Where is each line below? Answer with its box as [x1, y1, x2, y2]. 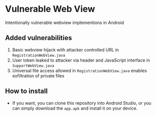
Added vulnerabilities [5, 34, 72, 42]
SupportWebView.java [12, 63, 54, 68]
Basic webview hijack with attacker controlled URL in [12, 46, 119, 52]
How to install [5, 87, 48, 95]
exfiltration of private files [12, 72, 65, 79]
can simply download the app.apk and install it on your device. [12, 105, 138, 111]
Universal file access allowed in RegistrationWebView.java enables [12, 68, 147, 73]
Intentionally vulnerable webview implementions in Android [5, 20, 124, 25]
